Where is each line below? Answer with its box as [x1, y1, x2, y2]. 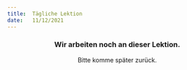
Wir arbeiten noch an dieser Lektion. [54, 40, 181, 50]
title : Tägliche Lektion [7, 10, 82, 17]
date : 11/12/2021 [7, 17, 64, 24]
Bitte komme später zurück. [77, 55, 157, 64]
